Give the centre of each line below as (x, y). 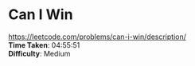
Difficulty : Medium (39, 53)
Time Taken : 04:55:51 (44, 45)
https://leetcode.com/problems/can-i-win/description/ (97, 37)
